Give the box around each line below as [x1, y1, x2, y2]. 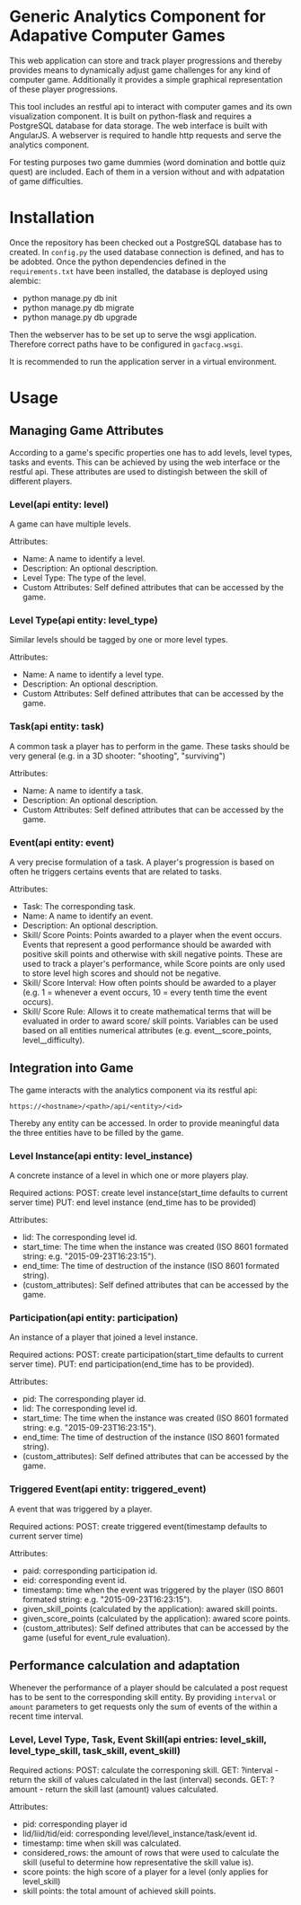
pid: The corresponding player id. [22, 1394, 146, 1404]
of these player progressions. [9, 84, 119, 94]
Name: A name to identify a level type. [22, 669, 164, 680]
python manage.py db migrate [22, 302, 135, 313]
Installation [9, 208, 95, 228]
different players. [9, 475, 73, 486]
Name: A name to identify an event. [22, 910, 154, 922]
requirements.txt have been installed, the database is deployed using [9, 265, 268, 276]
